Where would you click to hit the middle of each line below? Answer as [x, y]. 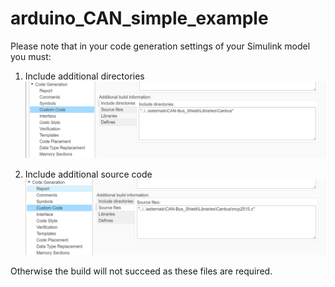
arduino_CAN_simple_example [139, 18]
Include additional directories [84, 76]
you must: [31, 56]
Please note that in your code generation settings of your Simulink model [160, 46]
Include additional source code [88, 174]
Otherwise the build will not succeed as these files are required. [141, 271]
